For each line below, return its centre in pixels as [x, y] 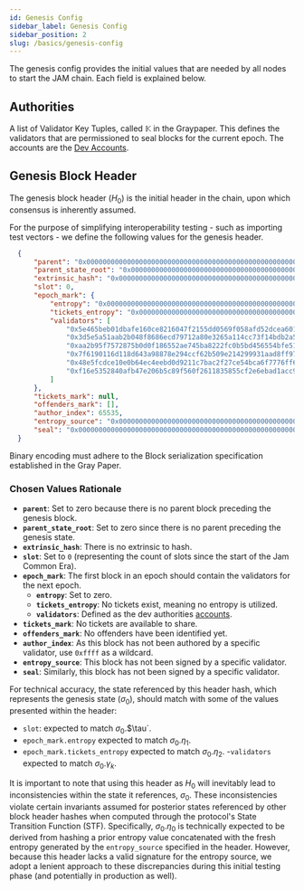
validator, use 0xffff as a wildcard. [88, 653]
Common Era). [49, 566]
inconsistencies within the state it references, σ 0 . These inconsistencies [143, 795]
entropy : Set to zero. [74, 595]
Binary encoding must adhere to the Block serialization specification [137, 455]
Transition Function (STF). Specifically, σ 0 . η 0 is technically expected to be [147, 827]
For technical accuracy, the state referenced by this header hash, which [143, 689]
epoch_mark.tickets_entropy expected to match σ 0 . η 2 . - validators [147, 753]
